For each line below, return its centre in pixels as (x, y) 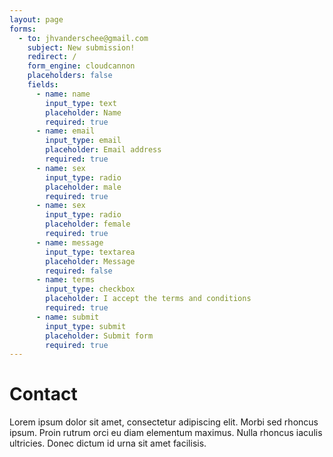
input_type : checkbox (90, 289)
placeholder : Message (90, 261)
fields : (43, 85)
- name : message (69, 242)
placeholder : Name (83, 112)
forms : (23, 29)
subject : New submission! (81, 47)
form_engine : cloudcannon (81, 66)
